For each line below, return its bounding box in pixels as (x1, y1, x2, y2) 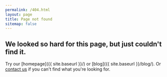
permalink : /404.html (5, 7, 50, 12)
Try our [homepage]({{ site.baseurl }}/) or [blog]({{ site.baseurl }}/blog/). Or (5, 61, 161, 67)
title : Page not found (5, 16, 52, 21)
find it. (5, 47, 26, 56)
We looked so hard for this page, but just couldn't (5, 39, 162, 48)
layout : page (5, 12, 32, 17)
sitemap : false (5, 21, 37, 26)
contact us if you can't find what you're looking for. (5, 66, 110, 72)
